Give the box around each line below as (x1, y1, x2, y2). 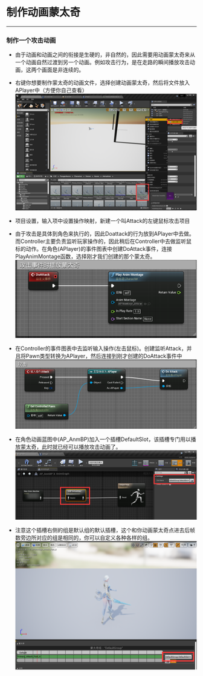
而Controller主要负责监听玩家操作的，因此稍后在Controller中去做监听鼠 (14, 237, 192, 245)
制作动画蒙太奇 (6, 5, 81, 19)
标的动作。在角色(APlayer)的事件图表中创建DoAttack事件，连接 (14, 245, 172, 252)
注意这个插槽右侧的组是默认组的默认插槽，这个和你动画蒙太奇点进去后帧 (14, 526, 195, 534)
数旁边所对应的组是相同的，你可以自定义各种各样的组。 (14, 534, 153, 542)
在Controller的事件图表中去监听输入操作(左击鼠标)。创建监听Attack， (14, 345, 187, 352)
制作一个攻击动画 (6, 36, 56, 44)
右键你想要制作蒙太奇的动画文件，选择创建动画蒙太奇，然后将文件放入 (14, 79, 190, 87)
